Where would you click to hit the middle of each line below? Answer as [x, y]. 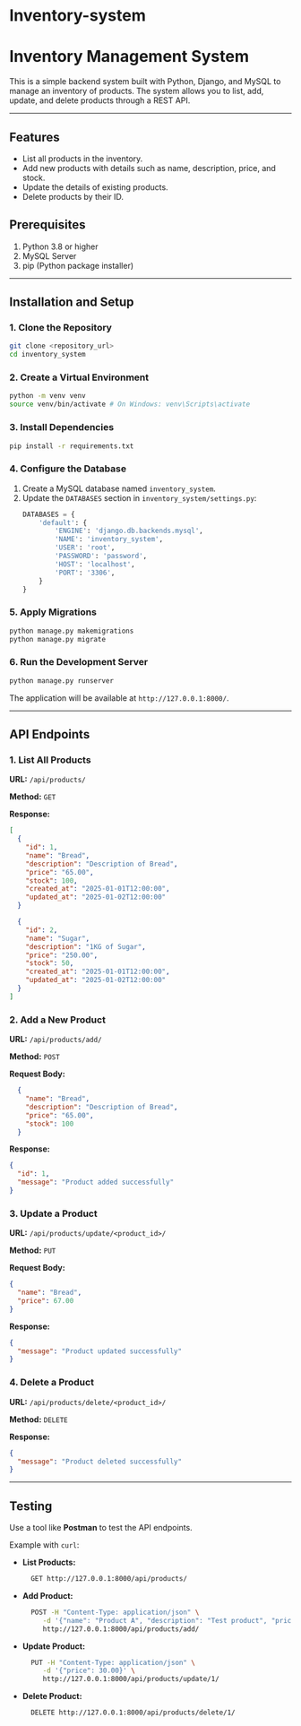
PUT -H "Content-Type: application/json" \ [113, 1662]
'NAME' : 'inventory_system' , [109, 539]
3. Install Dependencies [62, 427]
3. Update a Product [53, 1213]
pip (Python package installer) [78, 265]
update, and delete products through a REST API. [100, 100]
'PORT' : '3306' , [85, 573]
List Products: [49, 1562]
